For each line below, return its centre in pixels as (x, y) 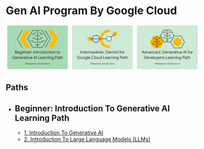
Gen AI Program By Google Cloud (91, 11)
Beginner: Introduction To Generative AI (92, 108)
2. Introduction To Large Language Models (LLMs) (87, 139)
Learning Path (42, 118)
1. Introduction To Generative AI (63, 133)
